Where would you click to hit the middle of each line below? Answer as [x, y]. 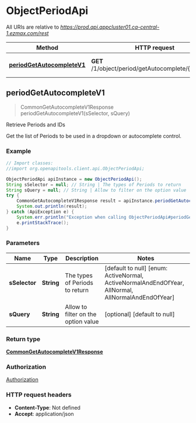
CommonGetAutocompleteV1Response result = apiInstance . [86, 201]
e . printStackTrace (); [43, 223]
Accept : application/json [44, 414]
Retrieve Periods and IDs [36, 125]
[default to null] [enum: [136, 268]
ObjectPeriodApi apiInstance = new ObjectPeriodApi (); [74, 179]
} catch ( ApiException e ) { [40, 212]
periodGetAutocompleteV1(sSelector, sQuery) [75, 113]
